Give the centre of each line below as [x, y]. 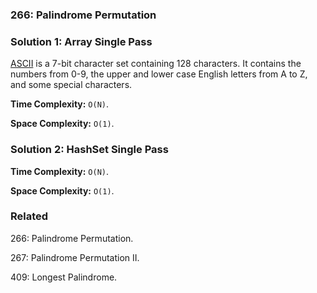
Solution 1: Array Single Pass [81, 41]
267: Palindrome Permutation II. [75, 257]
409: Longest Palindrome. [64, 277]
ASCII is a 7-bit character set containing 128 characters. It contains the [156, 64]
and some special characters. [71, 85]
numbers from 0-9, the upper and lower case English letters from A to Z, [159, 74]
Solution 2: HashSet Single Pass [89, 150]
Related [29, 216]
